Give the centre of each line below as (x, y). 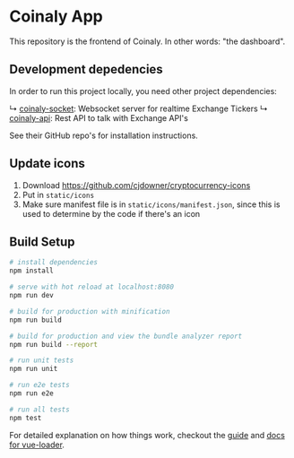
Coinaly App (56, 17)
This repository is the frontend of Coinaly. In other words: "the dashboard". (147, 41)
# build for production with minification (90, 311)
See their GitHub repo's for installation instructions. (104, 135)
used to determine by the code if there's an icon (111, 213)
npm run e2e (31, 393)
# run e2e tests (39, 385)
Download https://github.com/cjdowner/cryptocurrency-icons (136, 185)
